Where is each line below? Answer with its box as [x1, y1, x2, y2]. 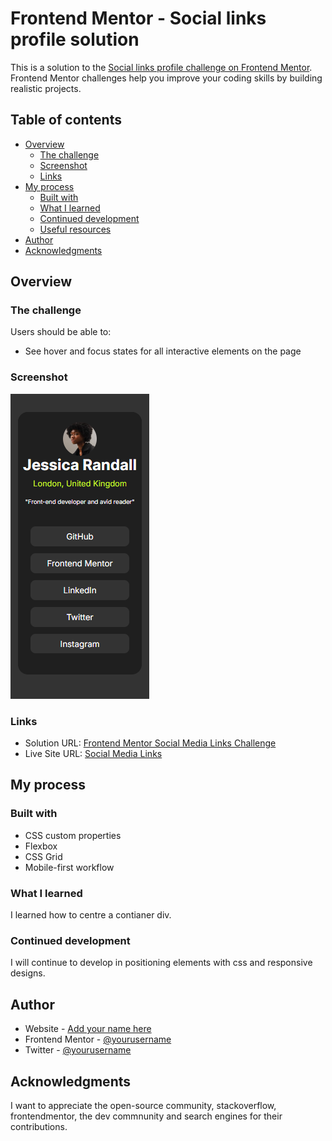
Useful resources [39, 223, 112, 235]
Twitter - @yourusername [24, 1044, 132, 1056]
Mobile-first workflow [24, 861, 115, 873]
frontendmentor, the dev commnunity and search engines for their [10, 1110, 283, 1122]
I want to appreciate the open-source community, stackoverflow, [10, 1099, 277, 1111]
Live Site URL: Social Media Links [24, 748, 163, 760]
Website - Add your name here [24, 1023, 152, 1035]
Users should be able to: [10, 326, 112, 338]
